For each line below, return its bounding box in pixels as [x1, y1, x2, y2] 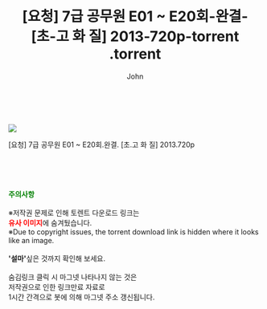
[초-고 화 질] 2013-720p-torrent [31, 27, 240, 46]
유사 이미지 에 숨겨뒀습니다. [8, 218, 92, 227]
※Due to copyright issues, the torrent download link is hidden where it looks [8, 226, 259, 237]
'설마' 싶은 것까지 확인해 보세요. [8, 254, 106, 263]
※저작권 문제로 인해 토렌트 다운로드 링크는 [8, 208, 140, 218]
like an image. [8, 235, 55, 245]
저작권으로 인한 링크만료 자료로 [8, 282, 106, 291]
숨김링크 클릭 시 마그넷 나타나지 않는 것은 [8, 272, 138, 282]
